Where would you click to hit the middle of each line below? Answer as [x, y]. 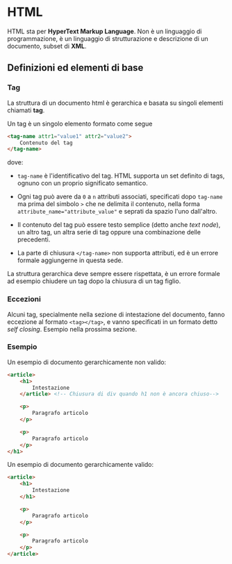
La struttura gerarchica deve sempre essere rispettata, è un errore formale [114, 274]
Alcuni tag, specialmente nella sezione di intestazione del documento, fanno [116, 314]
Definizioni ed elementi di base [75, 68]
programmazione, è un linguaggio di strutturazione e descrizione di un [108, 38]
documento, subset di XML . [47, 46]
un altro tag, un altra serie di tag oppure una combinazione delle [109, 232]
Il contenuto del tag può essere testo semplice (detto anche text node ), [119, 225]
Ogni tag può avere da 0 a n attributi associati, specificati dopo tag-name [120, 197]
